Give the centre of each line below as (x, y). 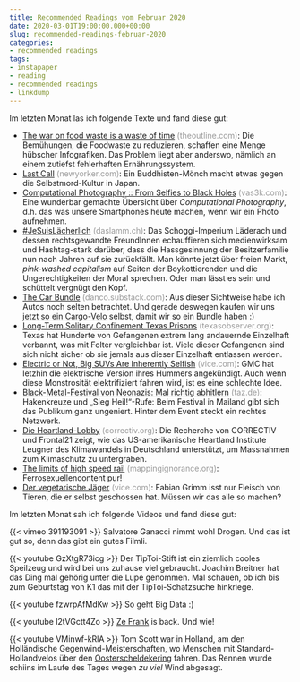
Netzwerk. (41, 421)
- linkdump (30, 92)
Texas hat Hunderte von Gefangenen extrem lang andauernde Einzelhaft (155, 335)
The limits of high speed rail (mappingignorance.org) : (120, 468)
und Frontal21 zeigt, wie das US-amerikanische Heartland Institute (144, 439)
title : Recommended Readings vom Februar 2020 (98, 17)
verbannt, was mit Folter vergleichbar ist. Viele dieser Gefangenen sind (153, 345)
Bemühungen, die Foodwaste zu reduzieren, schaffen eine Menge (144, 145)
